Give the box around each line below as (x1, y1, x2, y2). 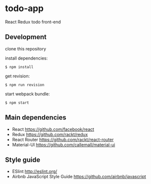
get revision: (5, 73, 30, 79)
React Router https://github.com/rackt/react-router (12, 137, 114, 142)
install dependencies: (5, 55, 48, 61)
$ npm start (5, 100, 29, 105)
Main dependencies (5, 113, 67, 122)
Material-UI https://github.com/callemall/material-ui (12, 141, 116, 148)
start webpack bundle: (5, 91, 50, 97)
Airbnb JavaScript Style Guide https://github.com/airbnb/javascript (12, 174, 147, 180)
